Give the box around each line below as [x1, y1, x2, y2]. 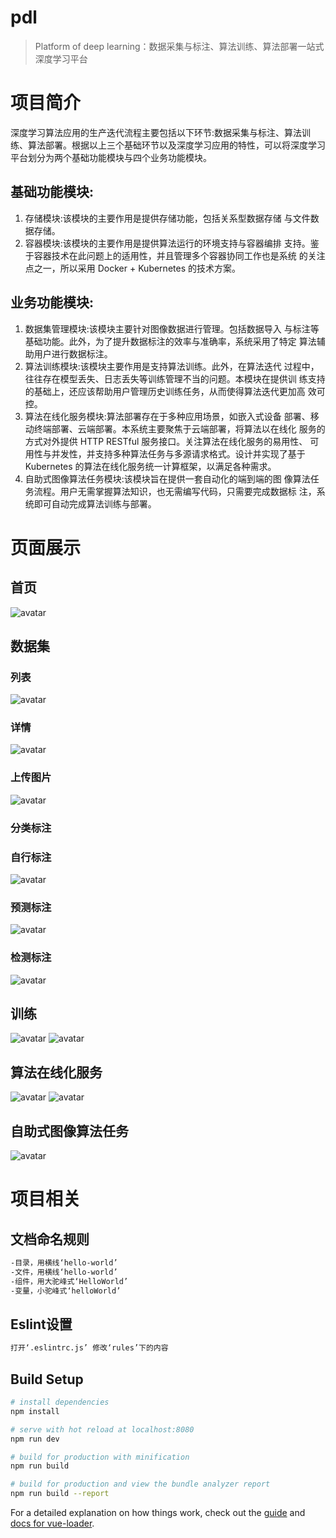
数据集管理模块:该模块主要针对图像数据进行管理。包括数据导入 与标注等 [24, 322, 320, 335]
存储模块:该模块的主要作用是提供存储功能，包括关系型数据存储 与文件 [24, 212, 311, 224]
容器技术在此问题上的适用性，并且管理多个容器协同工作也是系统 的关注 [33, 249, 326, 261]
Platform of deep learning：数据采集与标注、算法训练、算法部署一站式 [34, 40, 325, 52]
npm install [10, 1406, 60, 1416]
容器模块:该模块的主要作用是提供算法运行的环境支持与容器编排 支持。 [24, 237, 311, 249]
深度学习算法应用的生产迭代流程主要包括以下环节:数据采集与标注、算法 [10, 126, 303, 138]
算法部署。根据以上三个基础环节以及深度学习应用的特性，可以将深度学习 [27, 139, 326, 151]
